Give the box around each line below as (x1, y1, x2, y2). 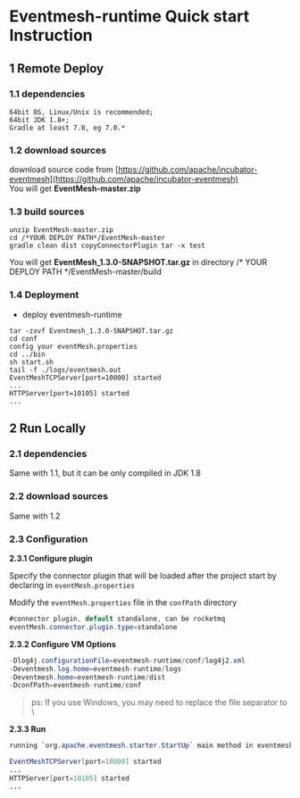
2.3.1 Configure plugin (9, 553, 94, 564)
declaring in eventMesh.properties (9, 580, 136, 591)
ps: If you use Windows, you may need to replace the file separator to (30, 697, 287, 708)
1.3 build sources (9, 205, 85, 218)
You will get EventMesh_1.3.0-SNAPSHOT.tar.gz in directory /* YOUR (9, 257, 268, 268)
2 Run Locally (9, 421, 87, 436)
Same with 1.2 (9, 511, 61, 521)
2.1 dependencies (9, 448, 87, 461)
